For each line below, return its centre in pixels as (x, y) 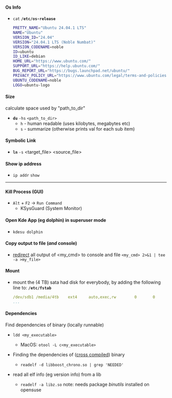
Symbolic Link (21, 140)
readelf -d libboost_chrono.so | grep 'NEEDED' (72, 365)
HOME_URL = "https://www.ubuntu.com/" (52, 61)
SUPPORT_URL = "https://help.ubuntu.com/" (56, 66)
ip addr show (26, 176)
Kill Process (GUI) (24, 192)
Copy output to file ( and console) (41, 243)
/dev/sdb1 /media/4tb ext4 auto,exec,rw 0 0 (84, 297)
